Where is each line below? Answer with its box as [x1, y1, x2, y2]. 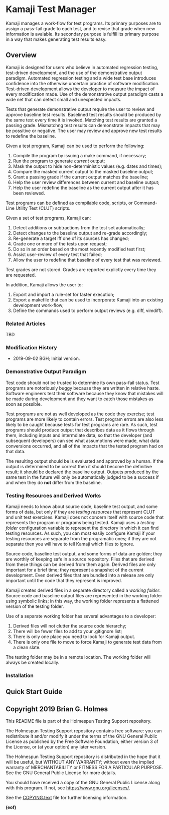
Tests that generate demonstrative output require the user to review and [6, 106, 154, 112]
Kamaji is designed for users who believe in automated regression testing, [6, 64, 158, 70]
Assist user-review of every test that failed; [13, 251, 102, 258]
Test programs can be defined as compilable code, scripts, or [6, 200, 133, 206]
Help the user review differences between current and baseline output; [13, 179, 160, 185]
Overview [6, 51, 37, 59]
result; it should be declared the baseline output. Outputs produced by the [6, 469, 159, 475]
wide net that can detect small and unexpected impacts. [6, 96, 122, 102]
